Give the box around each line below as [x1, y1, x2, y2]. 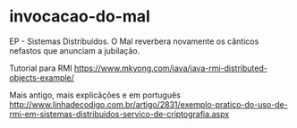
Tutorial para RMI [9, 63, 73, 73]
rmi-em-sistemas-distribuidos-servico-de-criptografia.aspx [9, 108, 230, 119]
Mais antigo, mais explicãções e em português [9, 90, 182, 100]
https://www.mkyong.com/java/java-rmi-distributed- [74, 63, 268, 73]
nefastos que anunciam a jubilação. [9, 45, 140, 55]
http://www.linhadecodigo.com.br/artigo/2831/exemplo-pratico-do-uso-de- [9, 98, 288, 109]
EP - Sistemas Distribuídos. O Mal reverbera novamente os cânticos [9, 36, 259, 47]
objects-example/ [9, 72, 74, 82]
